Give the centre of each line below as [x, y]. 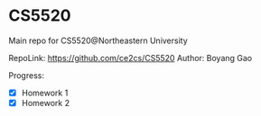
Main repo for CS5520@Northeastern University [98, 40]
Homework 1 [45, 93]
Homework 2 [45, 103]
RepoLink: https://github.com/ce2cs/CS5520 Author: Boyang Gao [130, 58]
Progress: [26, 75]
